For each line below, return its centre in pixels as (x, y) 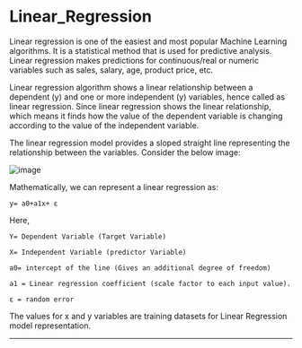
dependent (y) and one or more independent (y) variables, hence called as (147, 97)
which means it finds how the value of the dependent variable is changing (146, 116)
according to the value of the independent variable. (104, 125)
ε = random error (42, 299)
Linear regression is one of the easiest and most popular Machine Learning (148, 41)
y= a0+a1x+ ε (34, 204)
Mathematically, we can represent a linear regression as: (114, 187)
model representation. (50, 326)
